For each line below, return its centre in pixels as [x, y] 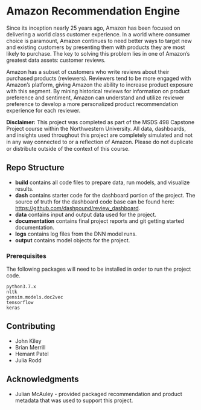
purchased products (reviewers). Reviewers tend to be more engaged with [99, 78]
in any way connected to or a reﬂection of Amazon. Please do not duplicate [100, 142]
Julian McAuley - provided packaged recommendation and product [98, 394]
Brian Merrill [30, 347]
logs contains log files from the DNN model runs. [76, 234]
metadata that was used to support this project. [74, 400]
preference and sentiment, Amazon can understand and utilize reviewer [95, 98]
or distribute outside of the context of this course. [68, 148]
